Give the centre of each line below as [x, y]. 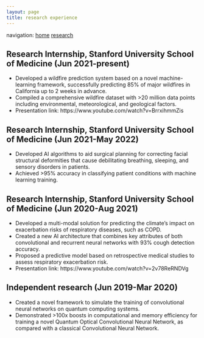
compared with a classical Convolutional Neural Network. [87, 328]
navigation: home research [40, 35]
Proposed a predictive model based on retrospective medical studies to [105, 255]
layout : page [23, 12]
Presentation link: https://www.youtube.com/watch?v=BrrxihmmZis [99, 111]
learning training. [36, 180]
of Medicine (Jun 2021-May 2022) [72, 139]
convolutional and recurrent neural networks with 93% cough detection [105, 242]
